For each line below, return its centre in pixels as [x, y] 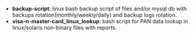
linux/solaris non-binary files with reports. [64, 27]
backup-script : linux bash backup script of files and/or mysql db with [99, 9]
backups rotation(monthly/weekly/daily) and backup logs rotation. [95, 15]
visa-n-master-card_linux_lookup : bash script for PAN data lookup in [100, 21]
